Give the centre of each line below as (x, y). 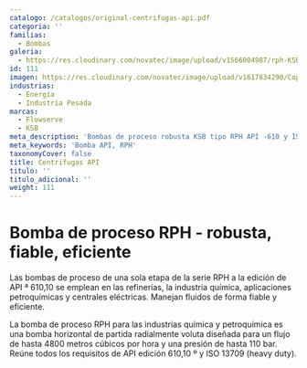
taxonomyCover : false (51, 153)
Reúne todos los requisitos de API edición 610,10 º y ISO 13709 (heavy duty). (153, 353)
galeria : (26, 52)
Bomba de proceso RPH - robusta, (141, 233)
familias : (28, 35)
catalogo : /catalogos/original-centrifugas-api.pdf (110, 18)
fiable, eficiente (70, 252)
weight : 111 (32, 188)
